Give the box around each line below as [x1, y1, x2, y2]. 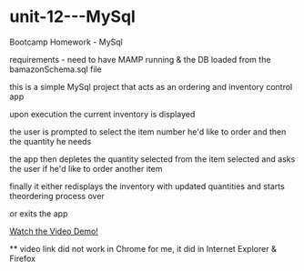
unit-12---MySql [9, 6, 137, 27]
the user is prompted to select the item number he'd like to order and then [9, 125, 287, 137]
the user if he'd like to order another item [9, 163, 163, 174]
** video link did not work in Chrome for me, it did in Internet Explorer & [9, 243, 277, 254]
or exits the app [9, 207, 68, 219]
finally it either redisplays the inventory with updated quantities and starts [9, 180, 285, 192]
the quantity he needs [9, 135, 92, 146]
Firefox [9, 253, 36, 264]
